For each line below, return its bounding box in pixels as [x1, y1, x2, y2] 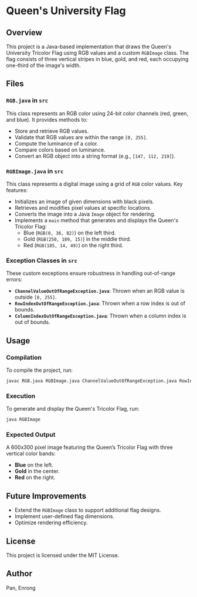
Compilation [6, 353, 42, 361]
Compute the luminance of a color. [14, 140, 98, 147]
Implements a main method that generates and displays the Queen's [14, 216, 179, 224]
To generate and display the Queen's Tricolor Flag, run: [6, 405, 140, 412]
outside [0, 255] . [14, 294, 57, 301]
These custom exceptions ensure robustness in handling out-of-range [6, 270, 176, 277]
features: [6, 186, 28, 193]
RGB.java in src [6, 96, 49, 105]
